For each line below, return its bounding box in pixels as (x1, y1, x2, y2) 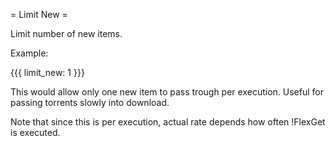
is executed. (10, 127, 61, 138)
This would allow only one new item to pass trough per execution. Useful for (10, 86, 324, 98)
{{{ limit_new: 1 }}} (10, 67, 85, 78)
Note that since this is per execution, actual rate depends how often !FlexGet (10, 116, 326, 128)
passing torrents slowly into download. (10, 97, 170, 108)
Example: (10, 47, 49, 59)
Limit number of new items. (10, 28, 123, 39)
